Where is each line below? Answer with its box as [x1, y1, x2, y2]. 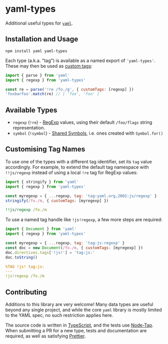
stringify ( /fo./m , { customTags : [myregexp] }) [5, 198, 109, 203]
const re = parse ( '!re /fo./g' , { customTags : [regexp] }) [5, 87, 134, 92]
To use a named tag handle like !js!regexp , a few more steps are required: [5, 217, 163, 223]
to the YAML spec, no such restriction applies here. [5, 312, 114, 318]
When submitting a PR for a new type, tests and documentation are [5, 327, 147, 333]
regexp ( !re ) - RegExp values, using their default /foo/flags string [12, 119, 153, 125]
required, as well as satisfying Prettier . [5, 333, 86, 339]
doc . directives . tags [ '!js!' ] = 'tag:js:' [5, 250, 95, 255]
